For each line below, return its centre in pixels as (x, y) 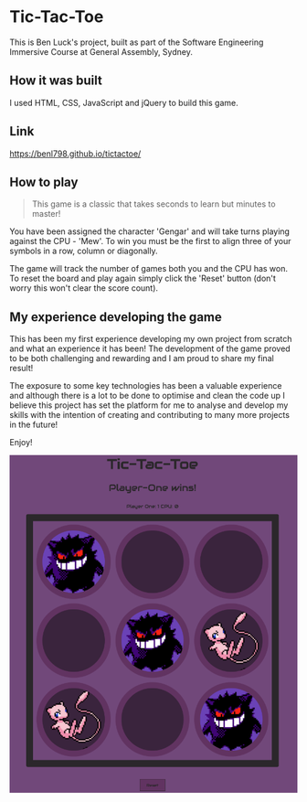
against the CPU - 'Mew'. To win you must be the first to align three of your (150, 241)
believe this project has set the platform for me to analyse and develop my (149, 405)
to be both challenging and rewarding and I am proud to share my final (142, 358)
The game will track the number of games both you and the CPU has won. (149, 269)
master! (46, 214)
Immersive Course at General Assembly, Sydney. (101, 51)
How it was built (56, 81)
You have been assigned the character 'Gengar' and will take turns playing (150, 231)
